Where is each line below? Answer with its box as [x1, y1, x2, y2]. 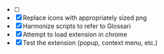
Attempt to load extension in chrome [22, 30, 128, 39]
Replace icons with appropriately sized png [22, 13, 147, 22]
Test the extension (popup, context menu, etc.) [22, 39, 158, 47]
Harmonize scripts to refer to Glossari [22, 22, 131, 30]
